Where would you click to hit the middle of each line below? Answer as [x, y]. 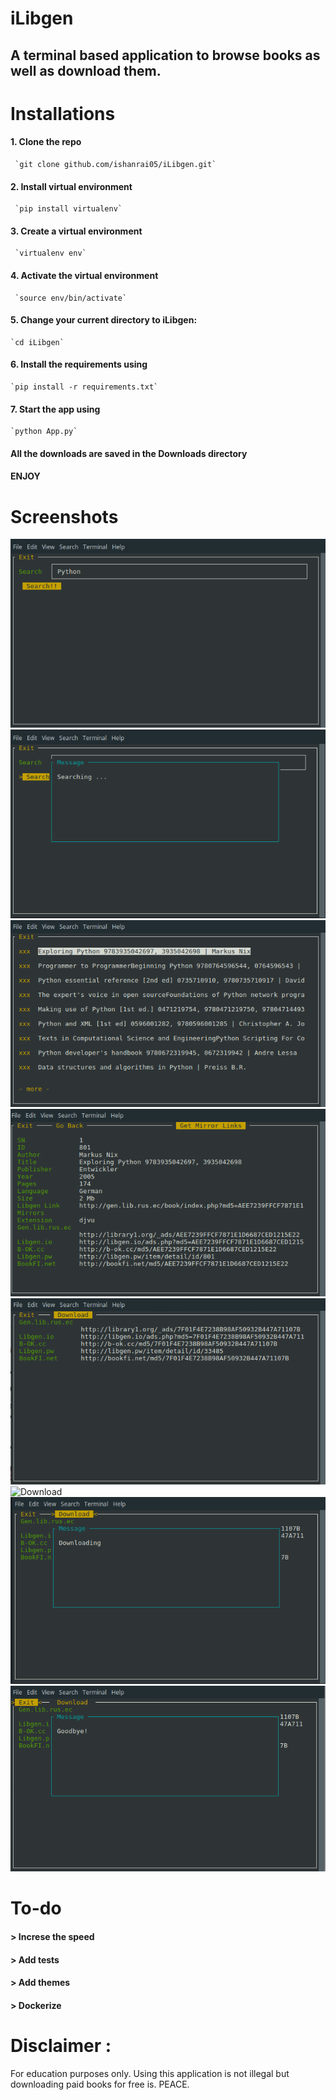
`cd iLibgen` [37, 342]
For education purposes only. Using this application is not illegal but [150, 2073]
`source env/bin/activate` [71, 298]
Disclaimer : [61, 2045]
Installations [63, 113]
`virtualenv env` [50, 253]
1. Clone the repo [46, 142]
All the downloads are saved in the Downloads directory [129, 453]
